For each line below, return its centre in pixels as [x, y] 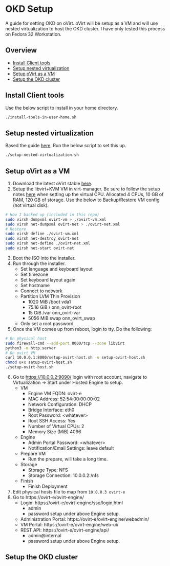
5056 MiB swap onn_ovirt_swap [62, 318]
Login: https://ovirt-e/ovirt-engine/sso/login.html [71, 503]
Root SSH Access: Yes [52, 421]
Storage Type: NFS [48, 470]
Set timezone [34, 274]
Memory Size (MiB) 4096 [55, 432]
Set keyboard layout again [48, 280]
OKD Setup [29, 9]
